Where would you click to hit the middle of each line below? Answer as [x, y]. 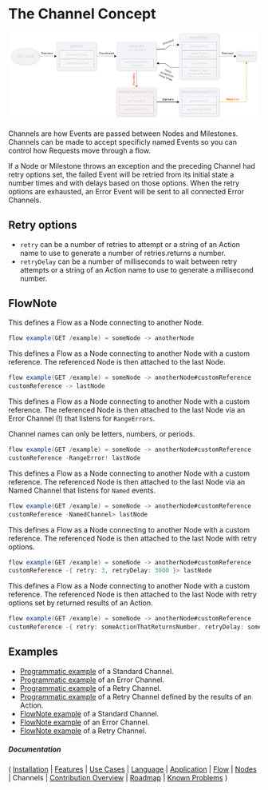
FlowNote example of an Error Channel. [85, 722]
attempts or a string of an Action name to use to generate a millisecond [136, 269]
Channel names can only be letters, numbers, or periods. [102, 434]
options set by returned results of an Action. [81, 603]
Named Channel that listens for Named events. [82, 490]
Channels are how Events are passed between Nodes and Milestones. [123, 134]
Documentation [35, 749]
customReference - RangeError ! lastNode [75, 458]
